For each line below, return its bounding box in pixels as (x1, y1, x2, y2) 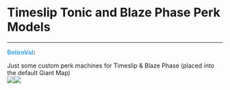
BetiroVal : (7, 48, 36, 56)
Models (7, 19, 51, 35)
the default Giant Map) (7, 68, 71, 76)
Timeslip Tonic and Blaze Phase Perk (7, 5, 221, 20)
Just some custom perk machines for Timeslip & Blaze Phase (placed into (7, 61, 214, 70)
